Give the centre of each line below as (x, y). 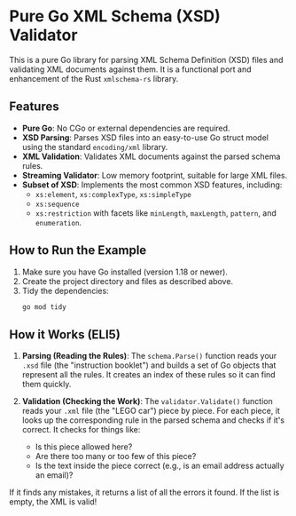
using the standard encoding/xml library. (95, 147)
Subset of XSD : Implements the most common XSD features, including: (152, 185)
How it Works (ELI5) (65, 334)
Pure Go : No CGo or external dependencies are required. (126, 128)
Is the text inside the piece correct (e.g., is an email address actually (160, 466)
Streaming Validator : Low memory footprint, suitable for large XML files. (155, 175)
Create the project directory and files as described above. (127, 281)
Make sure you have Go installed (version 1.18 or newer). (125, 272)
